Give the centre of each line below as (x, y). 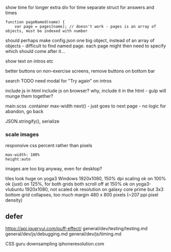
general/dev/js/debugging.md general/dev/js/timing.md (63, 234)
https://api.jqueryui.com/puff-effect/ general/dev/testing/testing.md (77, 229)
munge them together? (29, 96)
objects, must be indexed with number (46, 31)
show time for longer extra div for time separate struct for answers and (80, 7)
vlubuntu (15, 189)
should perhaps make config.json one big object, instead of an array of (80, 40)
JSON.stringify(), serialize (32, 121)
